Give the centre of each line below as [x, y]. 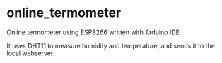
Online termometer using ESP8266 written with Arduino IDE [93, 32]
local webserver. [31, 53]
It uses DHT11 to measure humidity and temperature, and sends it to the [111, 45]
